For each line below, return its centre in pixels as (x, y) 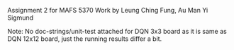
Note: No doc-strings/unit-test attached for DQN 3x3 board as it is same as (117, 31)
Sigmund (21, 18)
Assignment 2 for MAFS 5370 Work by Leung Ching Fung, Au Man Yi (108, 10)
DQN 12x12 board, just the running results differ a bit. (85, 39)
